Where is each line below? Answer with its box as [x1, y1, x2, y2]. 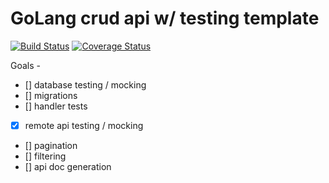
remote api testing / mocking [24, 119, 144, 131]
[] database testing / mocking [24, 78, 147, 91]
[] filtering [24, 150, 67, 162]
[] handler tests [24, 100, 88, 112]
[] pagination [24, 140, 78, 151]
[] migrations [24, 89, 78, 101]
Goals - [10, 59, 41, 71]
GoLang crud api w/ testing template [10, 7, 320, 30]
